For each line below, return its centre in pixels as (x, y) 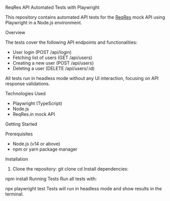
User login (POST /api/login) (42, 52)
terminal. (14, 194)
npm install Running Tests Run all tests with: (51, 179)
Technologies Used (25, 93)
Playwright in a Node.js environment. (44, 23)
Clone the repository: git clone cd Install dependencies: (70, 169)
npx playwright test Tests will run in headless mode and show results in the (84, 189)
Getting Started (21, 124)
